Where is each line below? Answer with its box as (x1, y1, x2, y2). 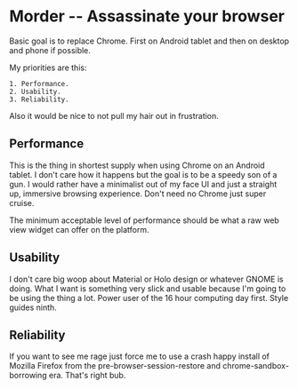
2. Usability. (9, 87, 62, 96)
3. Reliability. (9, 95, 69, 104)
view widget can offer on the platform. (9, 224, 149, 234)
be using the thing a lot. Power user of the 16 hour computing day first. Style (9, 292, 289, 303)
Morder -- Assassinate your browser (9, 6, 286, 27)
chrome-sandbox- (221, 361, 289, 371)
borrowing (9, 370, 47, 381)
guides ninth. (9, 302, 58, 313)
